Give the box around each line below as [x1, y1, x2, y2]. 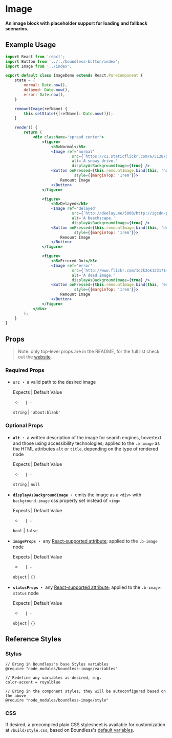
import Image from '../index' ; [5, 64, 72, 69]
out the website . [17, 354, 52, 360]
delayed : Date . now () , [24, 87, 70, 93]
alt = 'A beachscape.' [71, 215, 116, 221]
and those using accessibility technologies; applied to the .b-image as [12, 440, 160, 446]
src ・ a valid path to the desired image [12, 379, 96, 385]
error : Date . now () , [24, 92, 66, 97]
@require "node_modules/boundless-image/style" [5, 698, 109, 703]
